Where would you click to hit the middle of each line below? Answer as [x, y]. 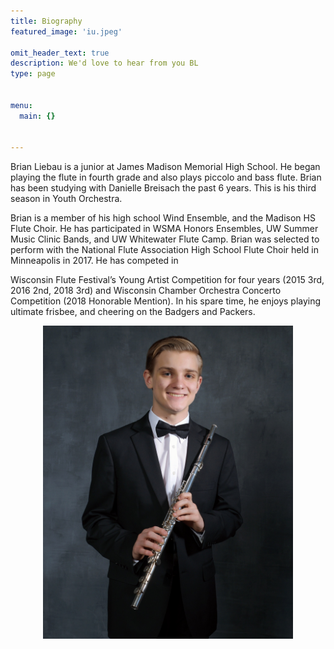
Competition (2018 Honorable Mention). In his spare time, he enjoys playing [166, 301]
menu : [21, 105]
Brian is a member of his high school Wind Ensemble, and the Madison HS [163, 218]
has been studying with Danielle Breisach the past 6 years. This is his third [163, 188]
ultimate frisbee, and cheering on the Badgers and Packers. [133, 312]
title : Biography [46, 21]
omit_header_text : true [60, 53]
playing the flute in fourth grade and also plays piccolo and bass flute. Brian [166, 177]
